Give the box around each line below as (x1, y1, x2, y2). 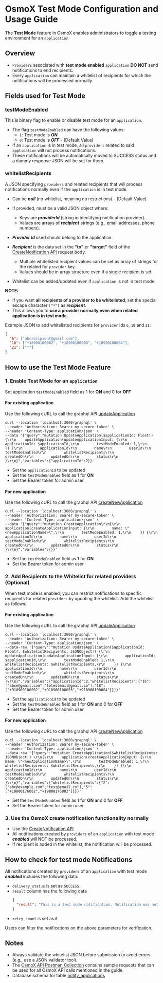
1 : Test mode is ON (19, 132, 58, 138)
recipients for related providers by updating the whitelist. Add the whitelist (5, 595, 154, 601)
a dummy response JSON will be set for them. (12, 158, 105, 164)
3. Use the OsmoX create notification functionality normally (5, 814, 149, 821)
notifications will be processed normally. (12, 77, 93, 83)
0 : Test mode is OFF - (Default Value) (19, 137, 94, 143)
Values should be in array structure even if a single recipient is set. (19, 269, 153, 275)
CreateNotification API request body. (12, 249, 86, 255)
